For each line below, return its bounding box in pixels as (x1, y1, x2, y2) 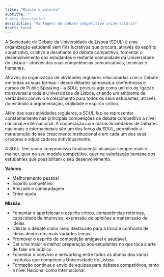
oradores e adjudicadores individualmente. (5, 136, 92, 142)
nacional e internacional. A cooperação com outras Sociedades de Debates (5, 121, 158, 127)
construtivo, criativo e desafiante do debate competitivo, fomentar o (5, 50, 143, 55)
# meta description (5, 16, 45, 21)
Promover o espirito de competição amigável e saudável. (12, 236, 128, 242)
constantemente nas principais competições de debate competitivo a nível (5, 115, 156, 121)
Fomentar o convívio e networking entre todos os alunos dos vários (12, 251, 149, 258)
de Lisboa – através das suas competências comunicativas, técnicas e (5, 60, 147, 66)
